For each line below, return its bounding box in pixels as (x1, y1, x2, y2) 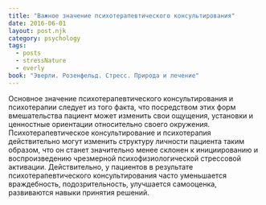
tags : (8, 42, 27, 50)
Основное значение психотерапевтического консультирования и (8, 93, 234, 103)
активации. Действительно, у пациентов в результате (8, 162, 194, 171)
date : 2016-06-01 (8, 19, 67, 27)
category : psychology (8, 34, 81, 43)
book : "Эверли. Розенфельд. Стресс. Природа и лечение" (8, 72, 199, 80)
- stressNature (15, 57, 67, 65)
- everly (15, 64, 45, 72)
